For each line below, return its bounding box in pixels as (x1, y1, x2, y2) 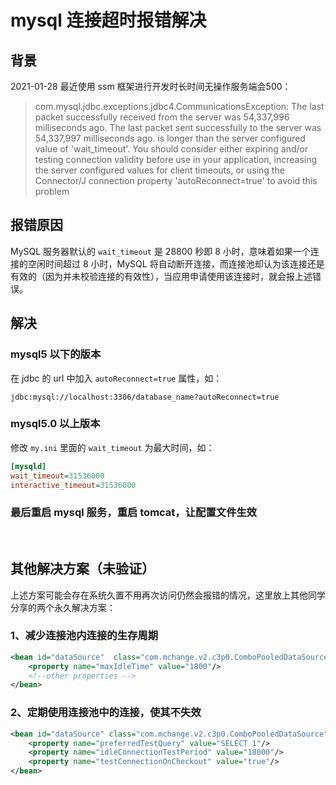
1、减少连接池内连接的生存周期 (10, 629, 159, 643)
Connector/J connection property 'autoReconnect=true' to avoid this (34, 175, 318, 186)
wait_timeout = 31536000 (10, 471, 105, 481)
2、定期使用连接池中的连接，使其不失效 (10, 706, 202, 720)
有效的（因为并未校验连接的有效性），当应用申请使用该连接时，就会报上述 (10, 270, 313, 282)
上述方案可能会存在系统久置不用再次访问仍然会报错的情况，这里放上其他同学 (10, 589, 326, 601)
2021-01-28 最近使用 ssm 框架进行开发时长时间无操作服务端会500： (10, 81, 292, 92)
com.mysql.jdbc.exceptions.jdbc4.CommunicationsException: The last (34, 101, 325, 112)
